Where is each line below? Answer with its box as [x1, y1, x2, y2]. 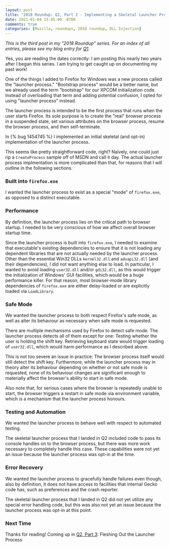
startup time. [5, 230, 32, 236]
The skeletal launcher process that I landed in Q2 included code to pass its [5, 435, 161, 441]
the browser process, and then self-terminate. [5, 124, 101, 130]
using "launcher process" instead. [5, 98, 76, 104]
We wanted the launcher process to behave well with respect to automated [5, 420, 161, 426]
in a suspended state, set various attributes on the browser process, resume [5, 118, 164, 124]
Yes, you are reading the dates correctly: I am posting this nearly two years [5, 55, 162, 61]
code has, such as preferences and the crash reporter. [5, 486, 119, 493]
